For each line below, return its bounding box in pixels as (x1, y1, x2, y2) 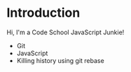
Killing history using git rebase (16, 56, 104, 64)
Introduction (6, 5, 81, 21)
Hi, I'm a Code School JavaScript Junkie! (6, 28, 125, 36)
